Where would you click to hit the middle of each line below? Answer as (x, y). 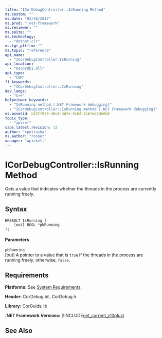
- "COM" (17, 77)
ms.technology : (20, 37)
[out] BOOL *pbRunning (37, 225)
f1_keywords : (18, 82)
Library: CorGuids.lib (26, 306)
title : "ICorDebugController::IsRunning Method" (55, 9)
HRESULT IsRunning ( (26, 220)
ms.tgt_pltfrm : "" (24, 46)
